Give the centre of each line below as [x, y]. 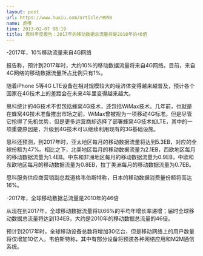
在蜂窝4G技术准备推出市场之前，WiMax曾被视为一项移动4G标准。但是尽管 [99, 114]
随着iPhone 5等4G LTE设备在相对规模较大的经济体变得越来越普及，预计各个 [101, 86]
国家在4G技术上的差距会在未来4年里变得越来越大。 [70, 93]
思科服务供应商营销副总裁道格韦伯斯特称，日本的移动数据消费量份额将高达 [99, 178]
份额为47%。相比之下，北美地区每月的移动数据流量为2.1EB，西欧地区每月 [103, 150]
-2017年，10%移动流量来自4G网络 [49, 53]
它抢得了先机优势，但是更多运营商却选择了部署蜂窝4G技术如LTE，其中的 [97, 121]
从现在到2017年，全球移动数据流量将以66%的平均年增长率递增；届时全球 [98, 211]
